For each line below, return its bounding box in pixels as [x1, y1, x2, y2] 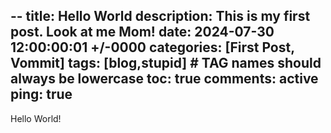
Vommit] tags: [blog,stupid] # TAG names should [10, 55, 322, 72]
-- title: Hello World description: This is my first [10, 8, 311, 25]
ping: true [10, 86, 73, 103]
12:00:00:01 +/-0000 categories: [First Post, [10, 39, 295, 56]
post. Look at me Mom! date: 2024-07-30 [10, 24, 275, 41]
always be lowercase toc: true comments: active [10, 70, 319, 88]
